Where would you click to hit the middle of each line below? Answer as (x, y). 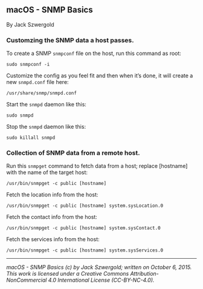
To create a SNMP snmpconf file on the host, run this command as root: (94, 53)
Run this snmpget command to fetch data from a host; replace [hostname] (97, 166)
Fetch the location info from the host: (52, 195)
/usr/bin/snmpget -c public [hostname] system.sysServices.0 (85, 250)
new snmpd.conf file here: (37, 82)
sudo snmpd (20, 115)
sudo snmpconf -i (28, 65)
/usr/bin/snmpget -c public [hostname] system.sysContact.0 (84, 228)
